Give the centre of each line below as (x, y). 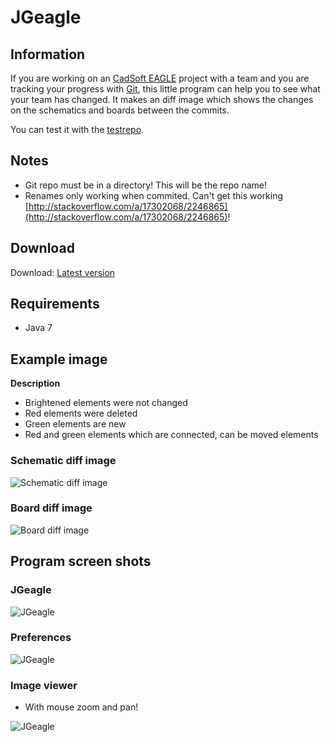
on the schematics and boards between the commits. (120, 110)
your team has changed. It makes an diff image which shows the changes (162, 99)
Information (48, 54)
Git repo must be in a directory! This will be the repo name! (146, 185)
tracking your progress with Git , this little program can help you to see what (165, 89)
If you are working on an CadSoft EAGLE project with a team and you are (160, 78)
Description (35, 383)
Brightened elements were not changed (106, 403)
